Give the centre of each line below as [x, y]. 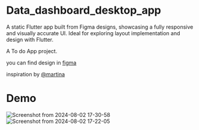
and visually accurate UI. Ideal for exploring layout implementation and [93, 33]
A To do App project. [32, 51]
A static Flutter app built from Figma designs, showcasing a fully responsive [100, 27]
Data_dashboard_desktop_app [84, 10]
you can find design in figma [41, 63]
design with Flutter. [30, 39]
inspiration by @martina [36, 74]
